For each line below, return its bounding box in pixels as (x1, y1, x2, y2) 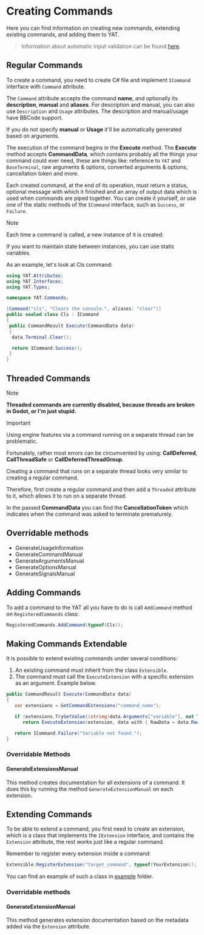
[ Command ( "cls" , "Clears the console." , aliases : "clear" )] (6, 306, 162, 312)
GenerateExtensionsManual (6, 765, 79, 772)
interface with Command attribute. (6, 83, 86, 90)
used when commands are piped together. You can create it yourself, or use (6, 194, 196, 202)
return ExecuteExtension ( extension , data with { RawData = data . (22, 719, 191, 725)
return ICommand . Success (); (12, 345, 83, 351)
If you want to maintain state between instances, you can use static (6, 242, 175, 250)
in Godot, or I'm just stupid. (6, 407, 76, 414)
